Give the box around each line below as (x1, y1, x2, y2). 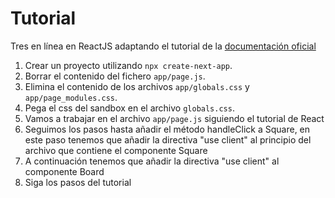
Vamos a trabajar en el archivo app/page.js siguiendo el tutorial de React (24, 112, 325, 124)
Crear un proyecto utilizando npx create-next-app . (24, 59, 233, 71)
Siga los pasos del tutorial (24, 176, 132, 188)
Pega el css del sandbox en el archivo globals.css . (24, 102, 235, 114)
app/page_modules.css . (24, 91, 118, 103)
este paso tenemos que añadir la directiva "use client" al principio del (24, 133, 312, 146)
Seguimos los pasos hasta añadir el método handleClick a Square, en (24, 123, 311, 135)
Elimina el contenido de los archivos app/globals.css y (24, 80, 250, 92)
